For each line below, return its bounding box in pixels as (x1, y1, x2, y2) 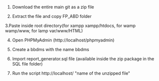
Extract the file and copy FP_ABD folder (12, 13, 92, 19)
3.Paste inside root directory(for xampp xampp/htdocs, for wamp (5, 23, 136, 28)
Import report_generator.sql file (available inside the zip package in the (12, 56, 155, 62)
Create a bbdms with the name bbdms (12, 47, 89, 52)
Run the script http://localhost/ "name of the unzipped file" (12, 70, 130, 76)
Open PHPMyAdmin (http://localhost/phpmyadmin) (12, 37, 115, 43)
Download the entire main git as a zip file (12, 4, 94, 10)
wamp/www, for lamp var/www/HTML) (5, 28, 83, 33)
